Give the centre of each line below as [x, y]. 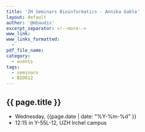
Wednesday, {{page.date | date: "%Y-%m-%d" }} [76, 116]
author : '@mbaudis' [30, 23]
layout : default [26, 17]
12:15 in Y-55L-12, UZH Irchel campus [61, 122]
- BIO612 [22, 78]
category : [18, 56]
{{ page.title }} [34, 102]
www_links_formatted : [33, 39]
